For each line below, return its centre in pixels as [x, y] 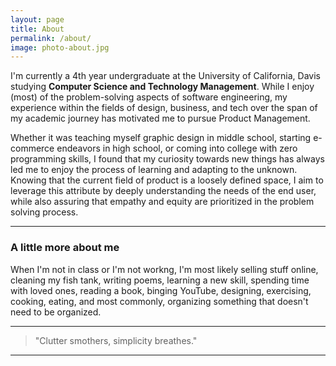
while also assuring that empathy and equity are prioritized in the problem [162, 202]
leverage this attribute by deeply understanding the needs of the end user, [163, 191]
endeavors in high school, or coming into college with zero [177, 148]
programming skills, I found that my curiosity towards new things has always [167, 159]
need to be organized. [56, 312]
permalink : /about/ [51, 38]
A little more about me [65, 248]
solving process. [44, 212]
